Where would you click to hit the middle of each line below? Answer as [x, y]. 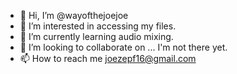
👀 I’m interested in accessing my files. [98, 26]
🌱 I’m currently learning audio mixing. [96, 36]
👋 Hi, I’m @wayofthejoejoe [74, 15]
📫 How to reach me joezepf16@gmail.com [108, 58]
